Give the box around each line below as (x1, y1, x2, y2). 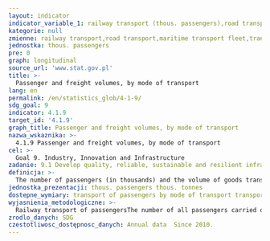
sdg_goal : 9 (8, 101, 48, 109)
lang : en (8, 86, 38, 95)
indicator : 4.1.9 (8, 109, 67, 117)
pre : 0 (8, 49, 31, 57)
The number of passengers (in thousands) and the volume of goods (15, 176, 243, 185)
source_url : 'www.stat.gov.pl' (8, 64, 113, 72)
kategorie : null (8, 27, 63, 35)
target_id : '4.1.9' (8, 116, 74, 125)
